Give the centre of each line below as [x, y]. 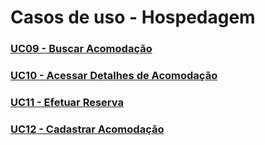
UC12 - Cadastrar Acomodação [87, 129]
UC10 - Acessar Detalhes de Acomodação [114, 76]
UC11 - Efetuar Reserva [67, 102]
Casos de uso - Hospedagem [133, 17]
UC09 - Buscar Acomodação [81, 49]
